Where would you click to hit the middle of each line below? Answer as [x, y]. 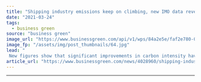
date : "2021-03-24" [31, 17]
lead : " [16, 51]
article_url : [22, 61]
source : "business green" [38, 34]
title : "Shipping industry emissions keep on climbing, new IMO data [95, 12]
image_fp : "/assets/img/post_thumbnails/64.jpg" [68, 45]
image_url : [20, 39]
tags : [13, 23]
